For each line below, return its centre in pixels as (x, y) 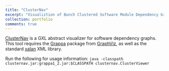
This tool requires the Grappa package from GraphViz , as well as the (76, 44)
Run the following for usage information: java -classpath (64, 59)
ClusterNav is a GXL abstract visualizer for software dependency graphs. (81, 38)
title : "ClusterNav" (27, 10)
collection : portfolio (29, 19)
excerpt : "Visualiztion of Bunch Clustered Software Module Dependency (82, 15)
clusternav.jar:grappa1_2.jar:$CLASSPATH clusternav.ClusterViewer (77, 63)
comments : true (21, 24)
